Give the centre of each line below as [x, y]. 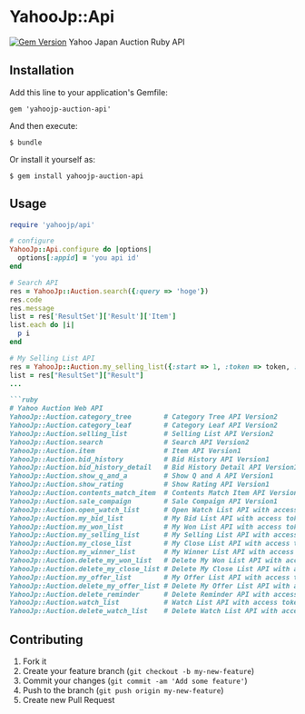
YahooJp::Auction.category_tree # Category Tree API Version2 [144, 417]
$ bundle [26, 143]
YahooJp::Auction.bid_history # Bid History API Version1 [140, 459]
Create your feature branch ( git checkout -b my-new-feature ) [138, 671]
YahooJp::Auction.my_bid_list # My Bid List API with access [146, 518]
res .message [32, 308]
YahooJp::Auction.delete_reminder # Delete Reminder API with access [154, 594]
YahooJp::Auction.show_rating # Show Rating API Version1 [140, 485]
